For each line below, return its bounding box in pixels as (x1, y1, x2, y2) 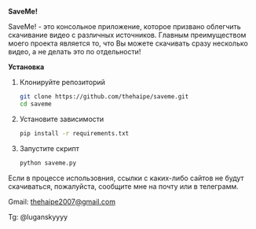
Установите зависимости (19, 114, 104, 124)
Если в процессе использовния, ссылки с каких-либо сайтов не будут (8, 173, 245, 183)
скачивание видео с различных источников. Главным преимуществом (8, 31, 247, 39)
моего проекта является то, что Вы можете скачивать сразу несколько (8, 39, 249, 48)
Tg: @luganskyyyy (8, 212, 68, 221)
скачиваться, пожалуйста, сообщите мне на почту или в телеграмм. (8, 181, 240, 191)
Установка (8, 62, 45, 72)
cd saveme (19, 100, 53, 108)
